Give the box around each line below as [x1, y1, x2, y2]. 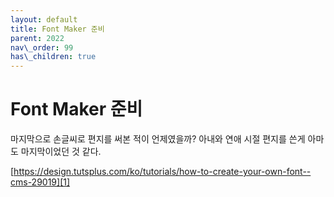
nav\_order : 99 [10, 42, 74, 53]
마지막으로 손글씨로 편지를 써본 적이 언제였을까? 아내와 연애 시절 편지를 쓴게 [10, 133, 306, 145]
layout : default [10, 14, 78, 25]
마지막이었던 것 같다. [20, 146, 102, 158]
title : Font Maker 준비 [10, 24, 105, 34]
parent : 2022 [10, 33, 65, 43]
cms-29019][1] [10, 176, 71, 188]
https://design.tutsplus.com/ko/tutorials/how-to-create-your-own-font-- [13, 166, 312, 178]
